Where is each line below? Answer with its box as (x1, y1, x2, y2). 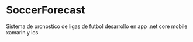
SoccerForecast (6, 3, 86, 17)
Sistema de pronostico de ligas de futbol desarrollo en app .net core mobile (6, 23, 188, 30)
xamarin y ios (6, 29, 39, 36)
